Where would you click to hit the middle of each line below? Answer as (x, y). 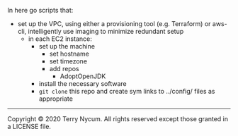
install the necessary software (83, 84)
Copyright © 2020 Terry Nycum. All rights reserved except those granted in (118, 119)
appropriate (56, 99)
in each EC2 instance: (60, 39)
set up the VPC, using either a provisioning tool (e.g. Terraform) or (114, 24)
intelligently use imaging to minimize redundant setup (106, 31)
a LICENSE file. (29, 126)
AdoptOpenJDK (83, 76)
